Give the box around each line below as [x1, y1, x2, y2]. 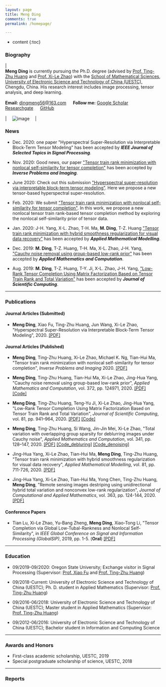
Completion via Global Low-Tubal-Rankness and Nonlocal [12, 525, 130, 531]
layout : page [5, 7, 32, 12]
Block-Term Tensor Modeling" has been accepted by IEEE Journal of [12, 144, 153, 150]
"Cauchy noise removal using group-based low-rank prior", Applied [12, 380, 150, 386]
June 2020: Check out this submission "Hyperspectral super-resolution [12, 179, 158, 185]
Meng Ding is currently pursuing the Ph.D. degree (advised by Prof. [5, 68, 142, 74]
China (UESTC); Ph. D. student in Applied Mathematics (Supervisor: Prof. [12, 584, 161, 590]
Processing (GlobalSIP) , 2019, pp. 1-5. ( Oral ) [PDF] [12, 536, 116, 542]
